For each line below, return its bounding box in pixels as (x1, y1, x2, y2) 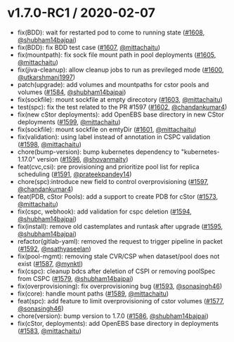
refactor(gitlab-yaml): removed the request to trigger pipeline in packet (17, 237, 223, 245)
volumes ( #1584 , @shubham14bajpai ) (17, 88, 126, 96)
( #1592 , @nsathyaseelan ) (17, 244, 91, 253)
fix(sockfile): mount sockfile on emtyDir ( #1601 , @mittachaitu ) (17, 125, 197, 133)
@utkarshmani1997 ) (17, 72, 76, 81)
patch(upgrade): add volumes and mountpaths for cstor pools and (17, 80, 209, 88)
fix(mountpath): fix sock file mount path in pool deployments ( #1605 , (17, 51, 216, 59)
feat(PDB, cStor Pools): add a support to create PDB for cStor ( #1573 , (17, 192, 219, 201)
